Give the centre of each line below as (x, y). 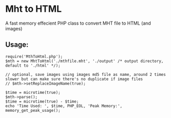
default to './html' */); (33, 65)
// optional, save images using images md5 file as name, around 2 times (86, 74)
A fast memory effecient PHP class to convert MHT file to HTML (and (78, 23)
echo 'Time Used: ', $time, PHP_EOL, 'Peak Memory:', (64, 106)
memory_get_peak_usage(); (33, 110)
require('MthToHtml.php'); (34, 56)
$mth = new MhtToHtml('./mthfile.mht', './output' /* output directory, (84, 61)
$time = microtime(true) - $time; (42, 101)
